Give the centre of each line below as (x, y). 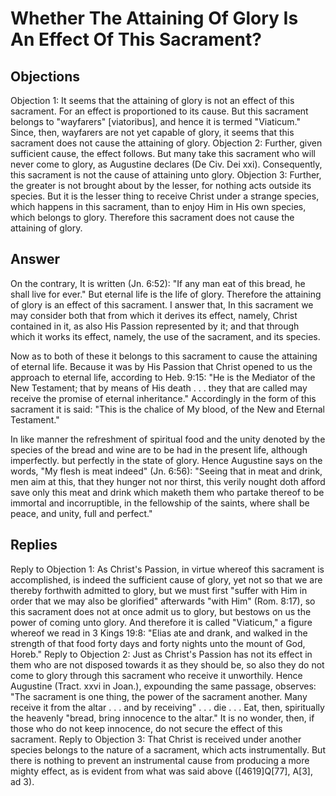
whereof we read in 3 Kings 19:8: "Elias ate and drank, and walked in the (159, 633)
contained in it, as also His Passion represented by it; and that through (155, 326)
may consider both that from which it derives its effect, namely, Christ (154, 315)
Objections (45, 76)
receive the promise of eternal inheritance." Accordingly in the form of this (163, 398)
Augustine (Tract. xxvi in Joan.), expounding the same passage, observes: (163, 686)
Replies (34, 545)
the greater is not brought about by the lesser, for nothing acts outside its (161, 185)
